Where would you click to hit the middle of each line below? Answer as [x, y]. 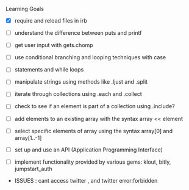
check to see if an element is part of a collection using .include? [94, 106]
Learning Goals [25, 9]
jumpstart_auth [33, 169]
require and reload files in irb [51, 20]
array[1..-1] [28, 137]
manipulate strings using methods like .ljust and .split [81, 82]
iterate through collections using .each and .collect [78, 94]
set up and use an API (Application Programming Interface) [88, 150]
